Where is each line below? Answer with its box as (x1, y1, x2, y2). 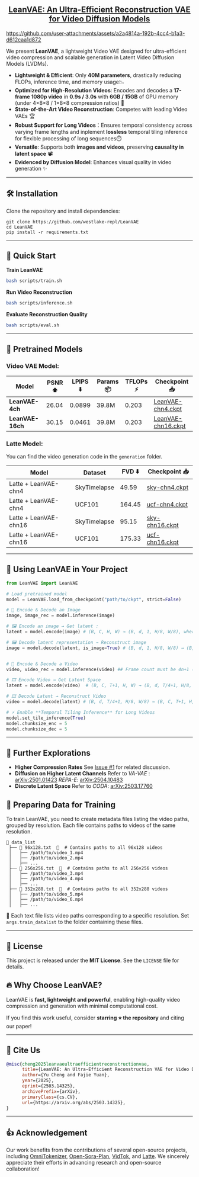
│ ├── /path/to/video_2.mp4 (8, 855, 84, 861)
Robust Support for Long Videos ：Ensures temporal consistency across (14, 121, 192, 129)
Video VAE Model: (6, 362, 59, 370)
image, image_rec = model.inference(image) (6, 612, 115, 618)
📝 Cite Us (6, 1045, 41, 1056)
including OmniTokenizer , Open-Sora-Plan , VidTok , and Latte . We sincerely (6, 1153, 190, 1160)
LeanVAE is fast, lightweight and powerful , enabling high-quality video (6, 996, 181, 1003)
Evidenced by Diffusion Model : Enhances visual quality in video (14, 158, 172, 165)
